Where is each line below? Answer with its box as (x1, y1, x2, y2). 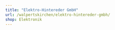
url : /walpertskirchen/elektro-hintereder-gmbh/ (5, 12, 110, 17)
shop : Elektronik (5, 17, 42, 22)
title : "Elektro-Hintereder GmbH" (5, 7, 79, 13)
